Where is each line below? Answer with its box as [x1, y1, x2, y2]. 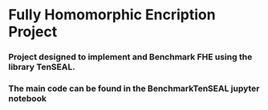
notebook [8, 93, 47, 104]
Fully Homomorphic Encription [8, 6, 216, 24]
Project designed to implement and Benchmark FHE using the [8, 51, 253, 63]
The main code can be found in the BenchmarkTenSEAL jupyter [8, 83, 260, 94]
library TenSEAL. [8, 62, 75, 73]
